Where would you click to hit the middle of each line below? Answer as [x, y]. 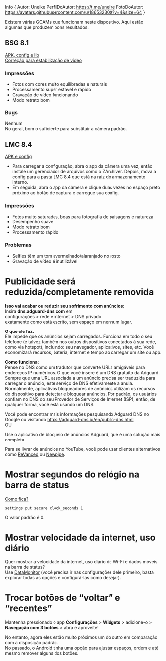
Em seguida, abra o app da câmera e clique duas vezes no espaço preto [86, 187]
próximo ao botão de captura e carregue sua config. [66, 193]
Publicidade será [40, 281]
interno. [20, 182]
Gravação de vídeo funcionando [45, 95]
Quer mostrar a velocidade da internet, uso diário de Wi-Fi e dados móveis [81, 561]
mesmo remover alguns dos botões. [42, 653]
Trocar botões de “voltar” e [63, 598]
